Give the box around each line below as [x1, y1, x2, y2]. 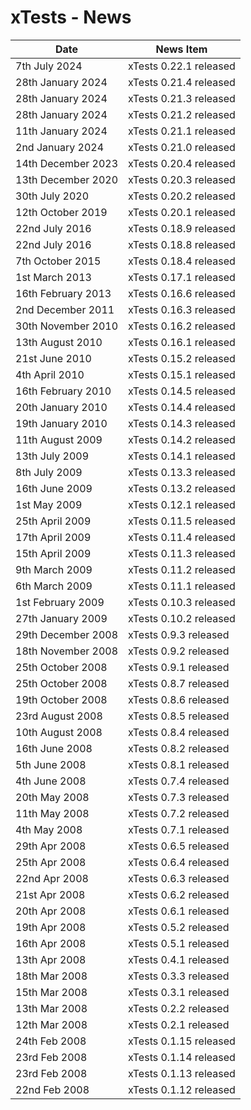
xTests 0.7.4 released [128, 774, 230, 788]
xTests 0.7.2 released [128, 806, 230, 820]
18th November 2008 [15, 644, 119, 658]
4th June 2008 [15, 774, 87, 788]
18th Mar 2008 [15, 969, 88, 983]
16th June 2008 [15, 741, 93, 755]
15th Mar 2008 [15, 985, 88, 999]
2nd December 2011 [15, 302, 115, 316]
